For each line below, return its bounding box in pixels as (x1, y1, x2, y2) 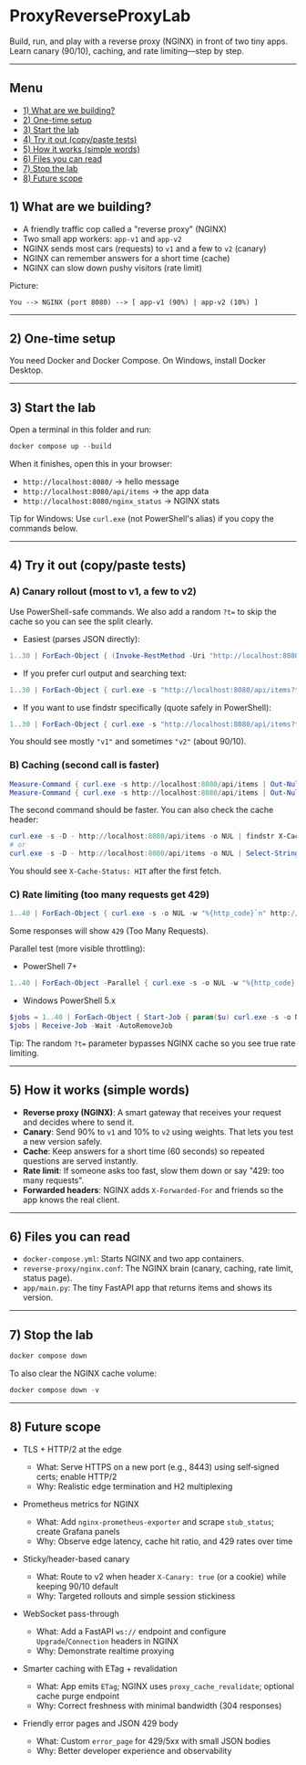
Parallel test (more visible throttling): (9, 943, 146, 955)
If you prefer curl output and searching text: (22, 668, 188, 679)
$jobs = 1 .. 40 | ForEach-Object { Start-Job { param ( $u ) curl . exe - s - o (9, 1013, 291, 1022)
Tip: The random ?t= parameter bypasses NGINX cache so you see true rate (9, 1038, 296, 1049)
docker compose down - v (9, 1386, 100, 1395)
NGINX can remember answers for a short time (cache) (22, 252, 230, 263)
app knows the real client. (22, 1194, 120, 1205)
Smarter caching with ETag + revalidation (22, 1663, 178, 1674)
